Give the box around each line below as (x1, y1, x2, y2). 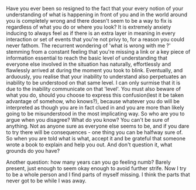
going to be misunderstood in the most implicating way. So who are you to (6, 110, 185, 117)
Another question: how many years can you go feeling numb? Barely (6, 159, 171, 166)
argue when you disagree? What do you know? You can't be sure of (6, 117, 170, 123)
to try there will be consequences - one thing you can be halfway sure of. (6, 129, 183, 136)
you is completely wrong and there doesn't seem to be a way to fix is (6, 17, 173, 24)
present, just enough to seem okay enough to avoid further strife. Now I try (6, 165, 187, 171)
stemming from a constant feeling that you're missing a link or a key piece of (6, 48, 191, 55)
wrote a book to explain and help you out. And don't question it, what (6, 141, 173, 148)
